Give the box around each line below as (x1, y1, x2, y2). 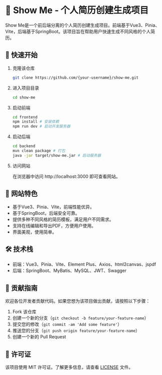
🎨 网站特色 (5, 189, 38, 198)
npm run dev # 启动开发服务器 (12, 124, 71, 129)
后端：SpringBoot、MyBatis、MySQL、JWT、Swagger (12, 268, 127, 274)
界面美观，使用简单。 (12, 229, 57, 235)
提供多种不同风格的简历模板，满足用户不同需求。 (12, 216, 114, 222)
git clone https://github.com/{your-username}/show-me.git (12, 75, 139, 80)
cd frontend (12, 114, 38, 119)
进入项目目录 (12, 85, 39, 91)
